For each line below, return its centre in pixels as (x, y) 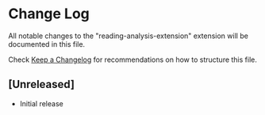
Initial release (41, 103)
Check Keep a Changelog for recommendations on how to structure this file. (133, 59)
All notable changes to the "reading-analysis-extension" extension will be (128, 36)
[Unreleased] (42, 84)
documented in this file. (47, 44)
